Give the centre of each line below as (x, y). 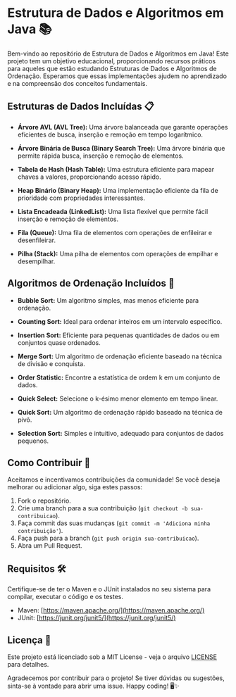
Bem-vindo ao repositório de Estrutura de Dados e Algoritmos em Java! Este (118, 54)
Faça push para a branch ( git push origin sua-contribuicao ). (108, 538)
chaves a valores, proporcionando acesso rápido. (89, 177)
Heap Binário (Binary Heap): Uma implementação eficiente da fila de (118, 190)
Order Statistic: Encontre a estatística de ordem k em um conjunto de (119, 377)
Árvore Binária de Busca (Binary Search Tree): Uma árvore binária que (121, 148)
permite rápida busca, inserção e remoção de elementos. (101, 156)
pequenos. (33, 441)
